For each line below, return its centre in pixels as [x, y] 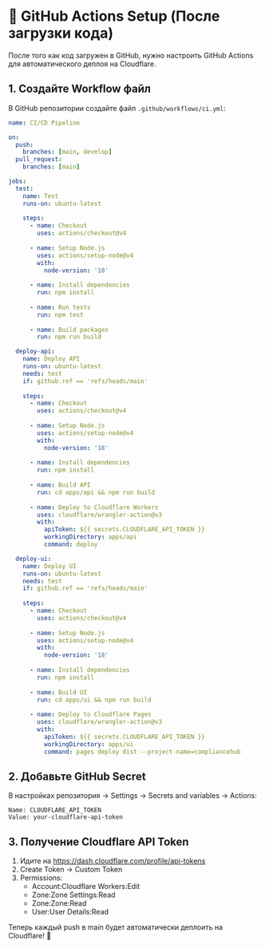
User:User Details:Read [70, 912]
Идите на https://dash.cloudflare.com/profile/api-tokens [113, 861]
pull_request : [39, 160]
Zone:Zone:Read [59, 903]
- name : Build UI [58, 692]
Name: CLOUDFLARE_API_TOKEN [55, 810]
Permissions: [41, 878]
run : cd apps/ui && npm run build [94, 700]
